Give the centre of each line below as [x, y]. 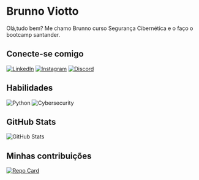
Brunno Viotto [43, 11]
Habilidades [30, 88]
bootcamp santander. [33, 34]
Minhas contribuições [49, 156]
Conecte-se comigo [45, 54]
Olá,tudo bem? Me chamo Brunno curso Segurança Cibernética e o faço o [100, 28]
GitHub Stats [31, 122]
